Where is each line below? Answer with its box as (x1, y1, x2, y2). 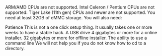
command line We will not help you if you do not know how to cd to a (5, 40, 147, 46)
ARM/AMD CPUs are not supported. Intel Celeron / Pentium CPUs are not (5, 4, 155, 10)
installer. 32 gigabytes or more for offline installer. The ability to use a (5, 35, 147, 41)
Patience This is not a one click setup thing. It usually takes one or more (5, 24, 153, 30)
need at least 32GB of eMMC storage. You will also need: (5, 15, 122, 20)
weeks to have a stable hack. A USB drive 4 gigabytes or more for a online (5, 30, 158, 35)
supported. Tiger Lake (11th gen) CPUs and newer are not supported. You (5, 9, 156, 15)
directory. (5, 46, 25, 51)
